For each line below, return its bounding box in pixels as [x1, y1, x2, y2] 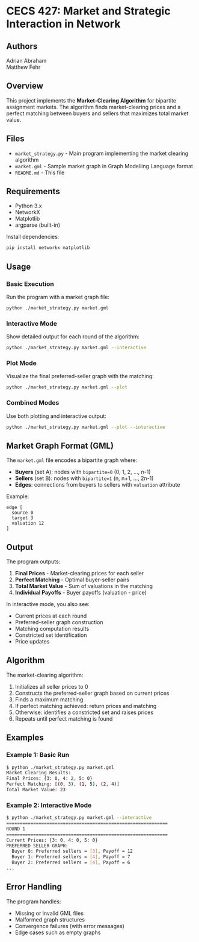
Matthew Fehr [6, 63, 41, 71]
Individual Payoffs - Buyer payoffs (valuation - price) [14, 589, 147, 596]
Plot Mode [6, 359, 37, 367]
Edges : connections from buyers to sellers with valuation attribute [14, 481, 180, 488]
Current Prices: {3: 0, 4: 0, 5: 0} [6, 837, 98, 843]
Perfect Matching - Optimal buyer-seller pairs [14, 576, 129, 583]
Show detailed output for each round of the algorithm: [6, 333, 140, 340]
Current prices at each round [14, 612, 87, 619]
